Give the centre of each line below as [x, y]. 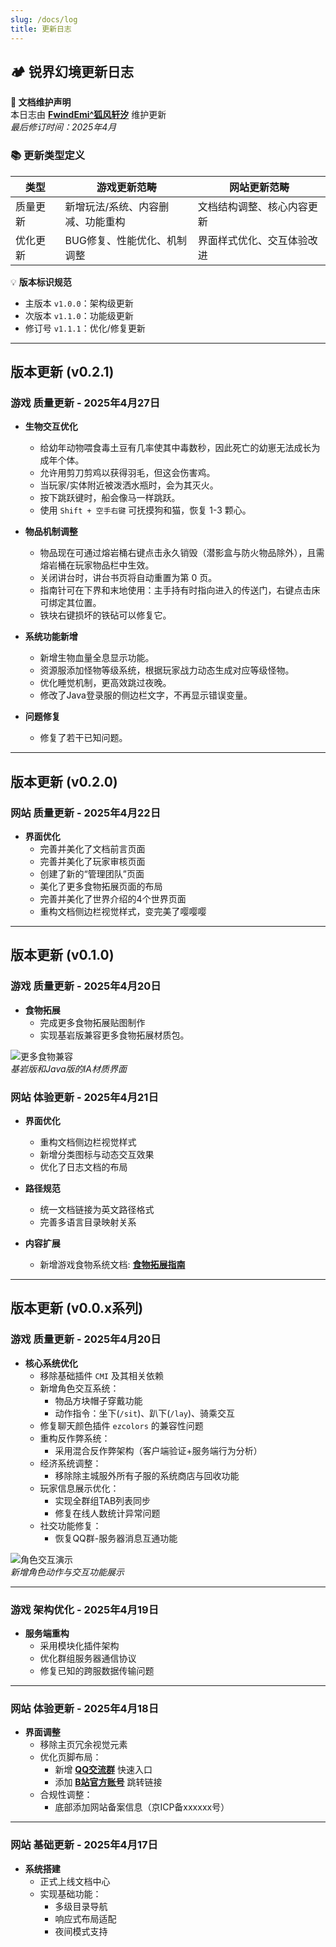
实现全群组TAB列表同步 [103, 1500]
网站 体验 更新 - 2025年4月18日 [85, 1708]
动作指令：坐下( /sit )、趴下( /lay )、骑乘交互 [145, 1413]
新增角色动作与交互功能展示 [67, 1572]
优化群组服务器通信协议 [88, 1658]
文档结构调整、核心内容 [252, 206]
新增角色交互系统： [79, 1388]
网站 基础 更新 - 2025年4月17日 [84, 1845]
